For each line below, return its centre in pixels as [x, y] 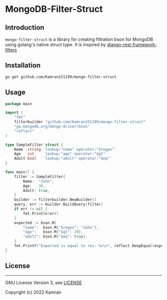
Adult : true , [37, 190]
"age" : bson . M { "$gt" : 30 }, [53, 232]
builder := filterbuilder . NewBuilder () [55, 200]
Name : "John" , [39, 181]
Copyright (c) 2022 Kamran [33, 292]
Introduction [25, 28]
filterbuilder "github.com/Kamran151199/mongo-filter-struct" [80, 122]
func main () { [20, 172]
